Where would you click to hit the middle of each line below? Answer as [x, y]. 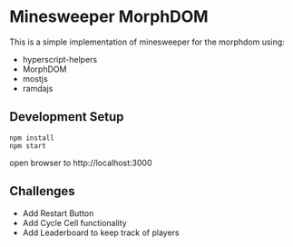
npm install [32, 138]
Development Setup [67, 117]
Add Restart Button [58, 213]
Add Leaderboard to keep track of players [101, 232]
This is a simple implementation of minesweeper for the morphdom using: [147, 42]
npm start [28, 146]
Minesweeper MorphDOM [109, 17]
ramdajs [38, 88]
